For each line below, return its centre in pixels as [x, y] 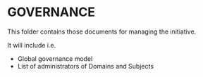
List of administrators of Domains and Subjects [85, 66]
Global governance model [55, 58]
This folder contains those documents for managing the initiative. [102, 31]
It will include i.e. [32, 45]
